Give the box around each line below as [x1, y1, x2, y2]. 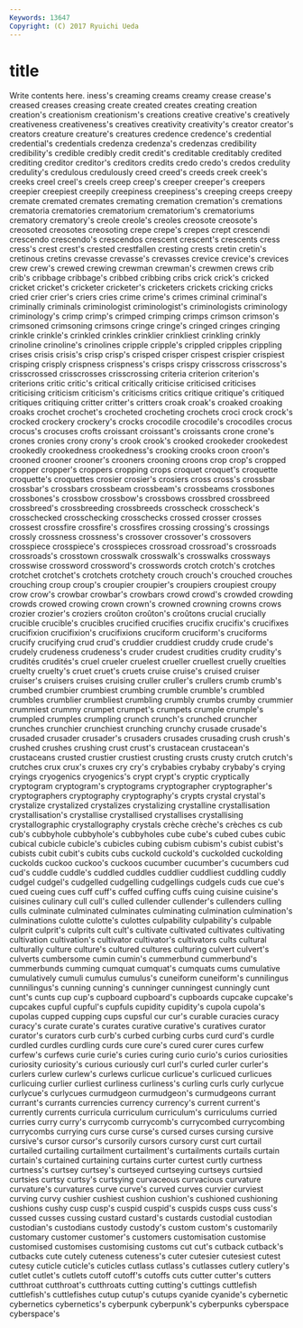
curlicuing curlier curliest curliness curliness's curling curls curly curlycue [9, 1078, 284, 1089]
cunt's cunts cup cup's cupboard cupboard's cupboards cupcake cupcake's [9, 992, 294, 1003]
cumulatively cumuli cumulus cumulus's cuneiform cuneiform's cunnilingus [9, 972, 289, 984]
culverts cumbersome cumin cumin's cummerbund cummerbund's [9, 953, 258, 964]
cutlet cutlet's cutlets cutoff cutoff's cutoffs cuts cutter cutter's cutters [9, 1270, 271, 1281]
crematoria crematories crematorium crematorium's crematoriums [9, 205, 255, 217]
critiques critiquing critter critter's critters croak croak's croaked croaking [9, 397, 282, 408]
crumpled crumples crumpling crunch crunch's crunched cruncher [9, 714, 258, 725]
